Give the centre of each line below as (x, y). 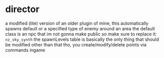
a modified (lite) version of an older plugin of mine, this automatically (77, 23)
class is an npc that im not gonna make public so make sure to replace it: (81, 34)
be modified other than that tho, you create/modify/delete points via (76, 44)
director (22, 9)
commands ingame (25, 50)
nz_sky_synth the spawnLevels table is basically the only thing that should (82, 39)
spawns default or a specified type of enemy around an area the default (80, 28)
